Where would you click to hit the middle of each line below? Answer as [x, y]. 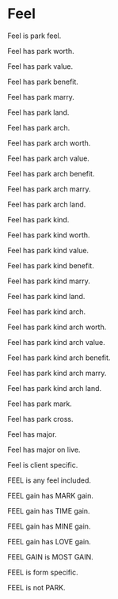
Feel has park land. [38, 112]
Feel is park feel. [34, 36]
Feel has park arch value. [49, 158]
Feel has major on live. [44, 449]
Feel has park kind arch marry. [57, 373]
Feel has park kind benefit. [51, 265]
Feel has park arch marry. [49, 189]
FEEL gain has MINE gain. [49, 526]
